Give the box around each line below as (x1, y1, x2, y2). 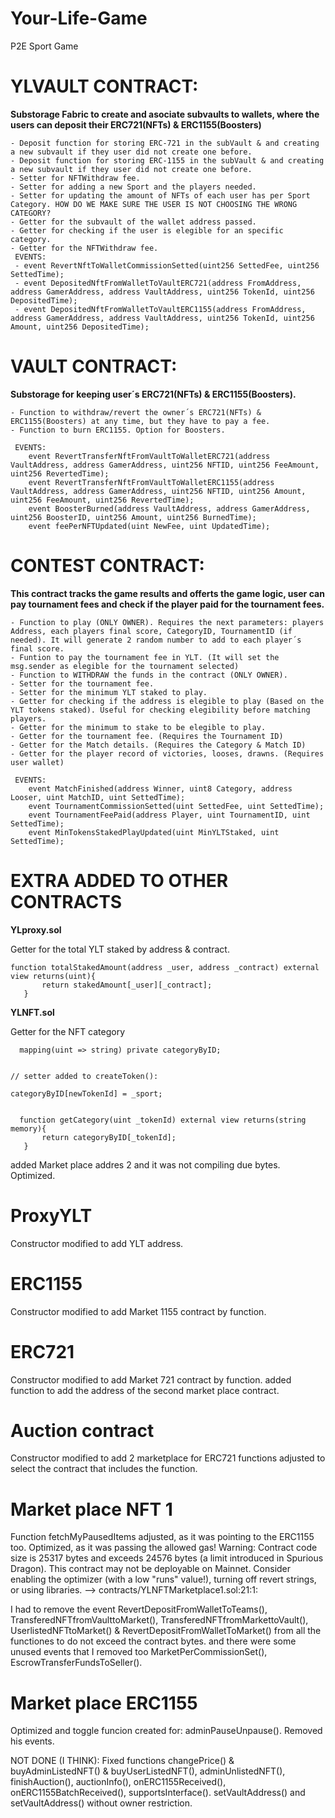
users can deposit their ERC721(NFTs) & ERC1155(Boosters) (10, 118, 262, 131)
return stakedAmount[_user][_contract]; (41, 980, 213, 990)
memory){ (10, 1123, 47, 1134)
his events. (10, 1735, 55, 1747)
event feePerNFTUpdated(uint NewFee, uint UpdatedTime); (28, 521, 271, 531)
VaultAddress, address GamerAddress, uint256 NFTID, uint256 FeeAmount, (10, 460, 320, 470)
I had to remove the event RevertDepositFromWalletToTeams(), (10, 1603, 268, 1616)
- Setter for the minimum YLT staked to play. (10, 687, 208, 697)
